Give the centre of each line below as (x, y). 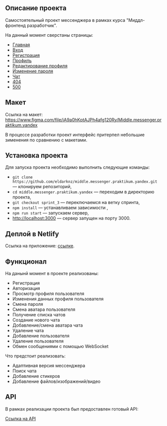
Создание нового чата (36, 320)
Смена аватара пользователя (44, 309)
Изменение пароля (33, 71)
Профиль (22, 60)
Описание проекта (36, 8)
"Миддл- (136, 20)
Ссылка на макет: (24, 114)
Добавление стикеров (36, 376)
